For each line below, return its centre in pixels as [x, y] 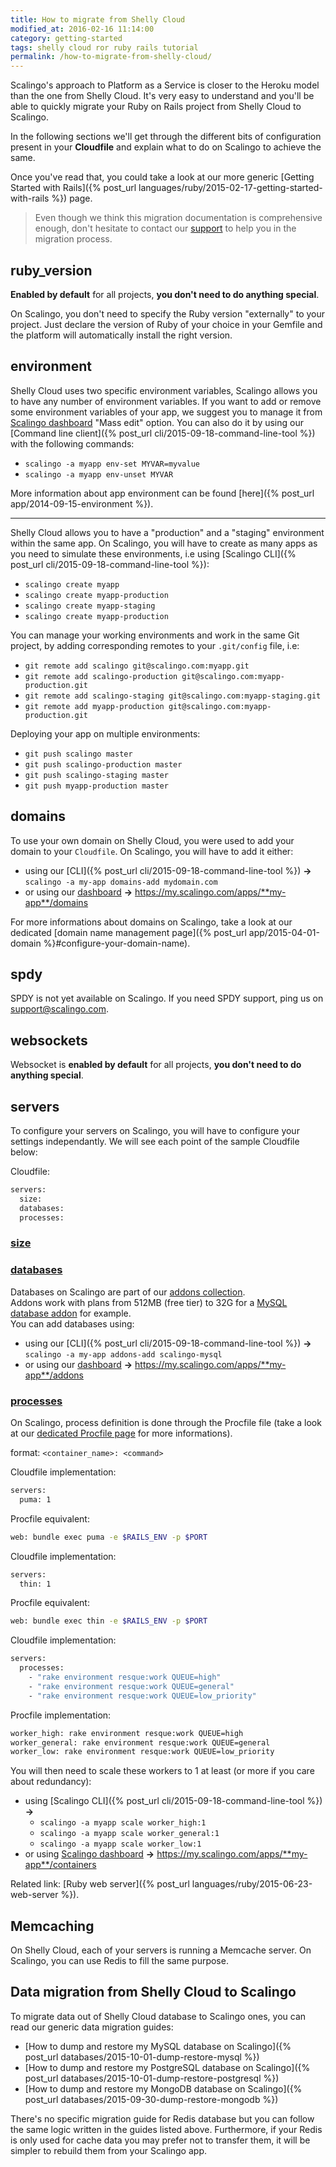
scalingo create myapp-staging [90, 606]
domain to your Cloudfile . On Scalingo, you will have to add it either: [152, 851]
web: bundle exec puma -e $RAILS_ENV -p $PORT [109, 1537]
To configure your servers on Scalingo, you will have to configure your [155, 1130]
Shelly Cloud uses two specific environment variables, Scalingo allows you [164, 390]
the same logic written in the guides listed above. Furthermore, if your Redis [166, 2129]
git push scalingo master [78, 754]
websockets [49, 1040]
